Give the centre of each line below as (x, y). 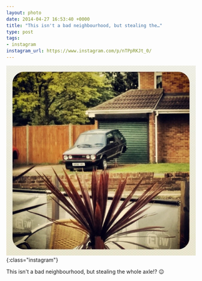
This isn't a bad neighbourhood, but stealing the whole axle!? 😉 (85, 271)
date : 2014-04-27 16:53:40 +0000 (48, 19)
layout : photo (24, 13)
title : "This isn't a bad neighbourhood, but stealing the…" (84, 25)
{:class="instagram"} (32, 260)
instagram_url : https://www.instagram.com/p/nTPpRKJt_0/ (79, 51)
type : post (20, 32)
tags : (13, 38)
